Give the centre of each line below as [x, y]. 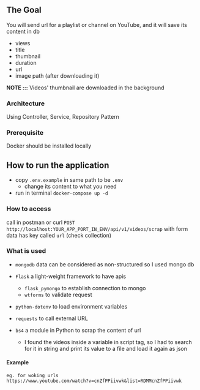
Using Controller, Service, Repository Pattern [63, 117]
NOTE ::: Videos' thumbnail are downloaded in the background [85, 88]
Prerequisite [25, 133]
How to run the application [58, 165]
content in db [23, 31]
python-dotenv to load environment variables [71, 306]
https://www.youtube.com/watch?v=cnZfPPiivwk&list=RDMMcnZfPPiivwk [94, 381]
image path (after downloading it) [57, 75]
